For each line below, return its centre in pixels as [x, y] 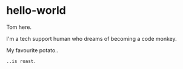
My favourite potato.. [32, 50]
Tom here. [19, 27]
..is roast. [21, 61]
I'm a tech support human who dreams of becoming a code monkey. [91, 38]
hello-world [36, 10]
